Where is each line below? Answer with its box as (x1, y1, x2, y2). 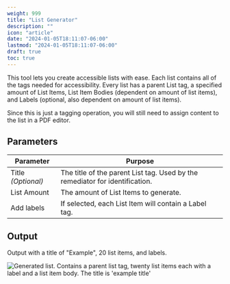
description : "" (7, 23, 53, 29)
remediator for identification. (60, 176, 153, 186)
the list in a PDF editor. (7, 116, 71, 124)
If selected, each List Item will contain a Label (60, 198, 207, 208)
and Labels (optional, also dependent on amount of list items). (7, 95, 182, 104)
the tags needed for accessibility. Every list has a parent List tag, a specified (7, 80, 222, 89)
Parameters (7, 136, 58, 147)
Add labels (10, 203, 45, 213)
